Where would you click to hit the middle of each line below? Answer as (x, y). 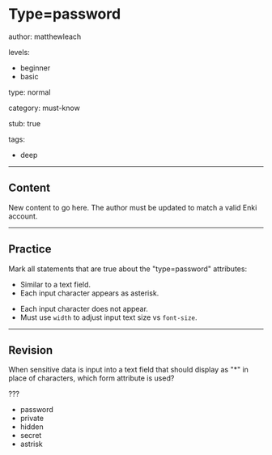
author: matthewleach (45, 36)
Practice (30, 249)
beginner (35, 68)
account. (23, 216)
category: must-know (45, 108)
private (32, 419)
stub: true (25, 123)
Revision (31, 350)
